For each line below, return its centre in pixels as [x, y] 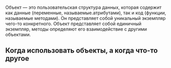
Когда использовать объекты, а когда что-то [82, 51]
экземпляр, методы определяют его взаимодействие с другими [76, 29]
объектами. [18, 35]
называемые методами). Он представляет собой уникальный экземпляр [85, 18]
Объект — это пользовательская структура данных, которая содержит [83, 7]
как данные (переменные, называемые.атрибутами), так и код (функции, [86, 13]
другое [17, 59]
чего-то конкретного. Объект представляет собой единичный [73, 24]
